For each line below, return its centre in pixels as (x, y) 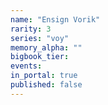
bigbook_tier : (40, 57)
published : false (46, 85)
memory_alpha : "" (46, 47)
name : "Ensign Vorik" (55, 19)
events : (26, 66)
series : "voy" (40, 38)
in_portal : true (44, 76)
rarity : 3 (31, 29)
